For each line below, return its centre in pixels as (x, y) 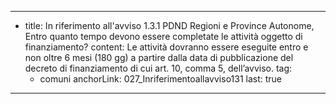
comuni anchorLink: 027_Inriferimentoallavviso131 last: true (161, 79)
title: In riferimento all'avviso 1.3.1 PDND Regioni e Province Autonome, (169, 25)
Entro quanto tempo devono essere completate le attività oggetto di (163, 36)
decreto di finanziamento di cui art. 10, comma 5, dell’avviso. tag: (158, 68)
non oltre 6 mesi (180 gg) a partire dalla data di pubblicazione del (159, 57)
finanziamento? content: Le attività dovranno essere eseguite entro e (166, 47)
